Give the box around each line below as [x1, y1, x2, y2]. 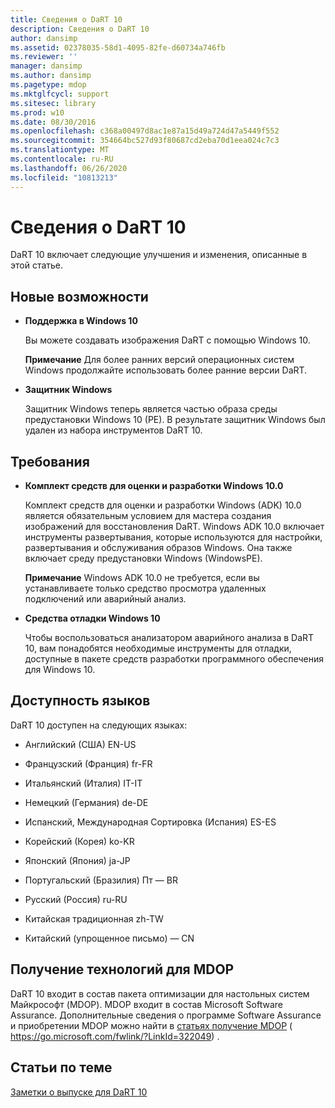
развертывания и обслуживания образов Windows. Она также [24, 542, 293, 554]
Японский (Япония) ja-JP [24, 854, 131, 866]
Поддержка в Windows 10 [24, 315, 138, 327]
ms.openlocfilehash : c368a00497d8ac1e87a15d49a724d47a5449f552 [10, 126, 280, 136]
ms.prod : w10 [10, 107, 65, 118]
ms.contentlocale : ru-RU [10, 154, 114, 164]
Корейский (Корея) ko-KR [24, 835, 135, 847]
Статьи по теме [10, 1059, 113, 1076]
